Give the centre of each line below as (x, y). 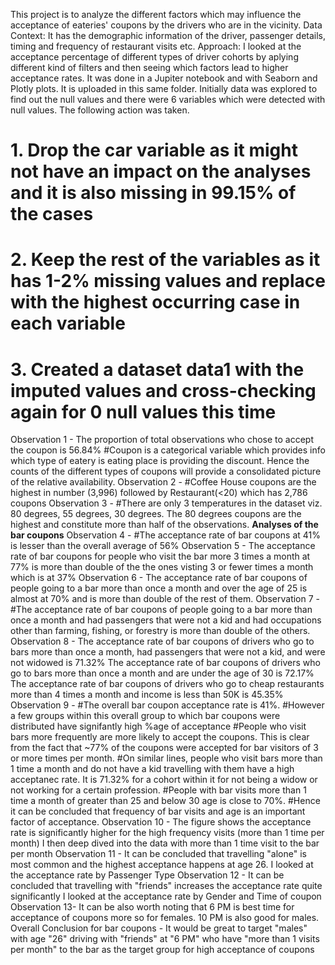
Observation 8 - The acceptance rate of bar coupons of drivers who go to (162, 641)
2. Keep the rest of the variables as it (165, 260)
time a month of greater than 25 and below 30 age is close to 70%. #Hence (165, 801)
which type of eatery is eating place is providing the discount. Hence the (160, 461)
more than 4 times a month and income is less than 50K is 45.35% (147, 695)
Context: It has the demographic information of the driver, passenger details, (168, 35)
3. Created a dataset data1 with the (157, 369)
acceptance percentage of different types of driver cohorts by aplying (154, 57)
